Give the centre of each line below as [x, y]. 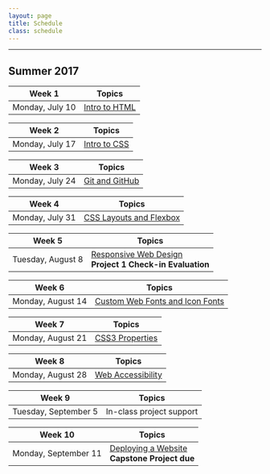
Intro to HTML [110, 107]
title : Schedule [35, 23]
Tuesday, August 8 [48, 260]
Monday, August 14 [50, 301]
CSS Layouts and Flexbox [132, 218]
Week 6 [50, 288]
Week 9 [55, 398]
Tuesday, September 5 [55, 412]
